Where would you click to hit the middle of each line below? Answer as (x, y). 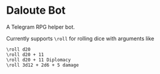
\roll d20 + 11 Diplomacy (38, 60)
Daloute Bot (36, 10)
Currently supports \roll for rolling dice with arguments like (80, 38)
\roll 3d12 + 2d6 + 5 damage (43, 65)
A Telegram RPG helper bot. (40, 27)
